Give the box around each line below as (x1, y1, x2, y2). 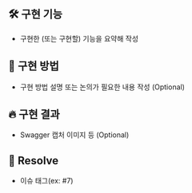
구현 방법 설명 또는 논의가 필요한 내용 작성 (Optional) (19, 82, 186, 92)
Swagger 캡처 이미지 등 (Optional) (19, 130, 130, 140)
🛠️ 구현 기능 (8, 7, 62, 22)
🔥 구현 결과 (8, 108, 60, 121)
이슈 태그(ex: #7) (19, 176, 74, 186)
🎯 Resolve (8, 154, 59, 167)
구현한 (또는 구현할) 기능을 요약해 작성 (19, 33, 138, 43)
